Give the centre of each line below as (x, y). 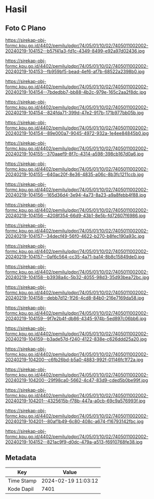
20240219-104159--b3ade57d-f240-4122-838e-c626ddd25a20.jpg (76, 339)
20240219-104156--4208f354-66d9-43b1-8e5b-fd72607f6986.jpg (75, 216)
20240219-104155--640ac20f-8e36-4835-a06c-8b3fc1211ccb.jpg (74, 174)
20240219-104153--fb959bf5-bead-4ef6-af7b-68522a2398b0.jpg (75, 71)
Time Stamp (22, 481)
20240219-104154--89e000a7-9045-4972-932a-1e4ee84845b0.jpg (77, 133)
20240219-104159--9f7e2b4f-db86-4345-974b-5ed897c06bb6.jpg (76, 318)
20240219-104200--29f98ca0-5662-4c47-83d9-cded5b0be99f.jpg (77, 380)
